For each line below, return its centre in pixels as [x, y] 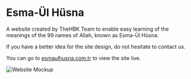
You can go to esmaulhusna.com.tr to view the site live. [74, 58]
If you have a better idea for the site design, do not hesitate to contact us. [96, 47]
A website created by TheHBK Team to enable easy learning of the [87, 29]
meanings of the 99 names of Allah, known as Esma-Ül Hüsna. [82, 35]
